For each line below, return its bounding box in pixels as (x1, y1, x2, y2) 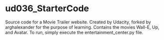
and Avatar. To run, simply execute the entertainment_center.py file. (5, 29, 144, 35)
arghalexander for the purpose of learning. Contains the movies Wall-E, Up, (5, 24, 160, 30)
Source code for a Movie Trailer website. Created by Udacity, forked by (5, 19, 151, 25)
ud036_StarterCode (5, 3, 89, 14)
